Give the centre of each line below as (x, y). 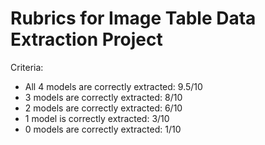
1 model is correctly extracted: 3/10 (97, 118)
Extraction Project (86, 39)
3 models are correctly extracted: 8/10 (103, 97)
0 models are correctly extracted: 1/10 (103, 129)
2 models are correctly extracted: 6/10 (103, 108)
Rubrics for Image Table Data (133, 18)
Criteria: (27, 67)
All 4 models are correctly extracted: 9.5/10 (113, 86)
